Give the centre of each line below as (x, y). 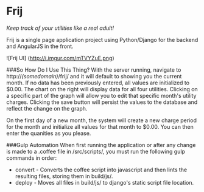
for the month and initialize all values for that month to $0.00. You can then (100, 126)
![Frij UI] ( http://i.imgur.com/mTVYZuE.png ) (60, 58)
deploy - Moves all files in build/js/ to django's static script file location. (104, 182)
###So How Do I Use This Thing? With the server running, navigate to (94, 70)
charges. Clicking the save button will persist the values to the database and (102, 102)
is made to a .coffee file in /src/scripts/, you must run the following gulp (96, 151)
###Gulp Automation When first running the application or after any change (101, 145)
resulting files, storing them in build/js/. (64, 176)
